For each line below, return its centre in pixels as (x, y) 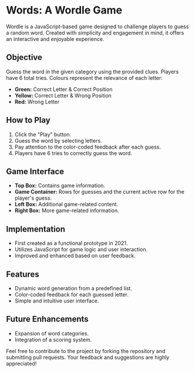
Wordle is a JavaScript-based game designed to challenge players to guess (97, 26)
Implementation (36, 229)
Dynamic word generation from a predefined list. (73, 288)
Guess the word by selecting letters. (58, 140)
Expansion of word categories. (52, 333)
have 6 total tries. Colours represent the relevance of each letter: (84, 78)
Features (23, 274)
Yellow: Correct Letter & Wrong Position (63, 95)
